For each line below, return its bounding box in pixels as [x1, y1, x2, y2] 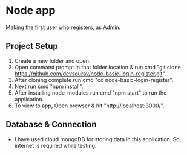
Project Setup [5, 41, 59, 51]
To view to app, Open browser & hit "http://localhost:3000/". [14, 102, 165, 109]
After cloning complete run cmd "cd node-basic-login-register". [14, 76, 174, 83]
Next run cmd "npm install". [14, 83, 84, 90]
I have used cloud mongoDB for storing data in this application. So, [14, 135, 182, 142]
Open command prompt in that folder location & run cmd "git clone [14, 63, 181, 71]
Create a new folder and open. [14, 57, 91, 64]
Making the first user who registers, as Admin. [5, 24, 121, 31]
